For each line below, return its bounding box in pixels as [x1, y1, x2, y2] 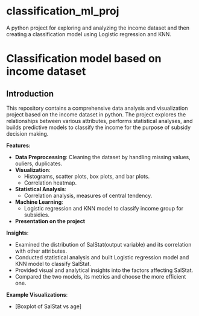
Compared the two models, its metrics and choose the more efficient [14, 273, 186, 280]
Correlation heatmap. [24, 179, 77, 186]
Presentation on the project [14, 217, 86, 224]
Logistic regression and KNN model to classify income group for [24, 204, 184, 212]
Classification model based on [6, 52, 162, 66]
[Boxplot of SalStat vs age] [14, 303, 82, 310]
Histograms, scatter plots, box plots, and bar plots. [24, 172, 150, 180]
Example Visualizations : [6, 291, 68, 298]
